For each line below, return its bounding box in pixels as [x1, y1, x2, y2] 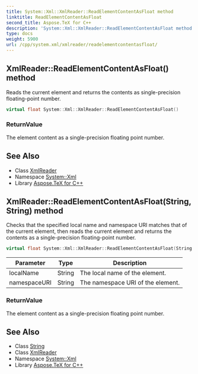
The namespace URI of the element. [79, 279, 180, 287]
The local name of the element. [79, 269, 167, 277]
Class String [14, 343, 45, 350]
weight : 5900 [6, 36, 39, 42]
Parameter [15, 259, 46, 267]
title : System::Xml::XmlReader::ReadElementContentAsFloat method [6, 8, 174, 15]
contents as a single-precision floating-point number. [6, 234, 136, 241]
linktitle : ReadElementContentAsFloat [6, 14, 102, 20]
